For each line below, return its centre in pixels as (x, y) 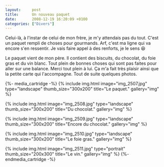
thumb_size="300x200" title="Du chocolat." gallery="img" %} (69, 109)
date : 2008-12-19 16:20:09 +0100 (46, 19)
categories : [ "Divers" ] (30, 24)
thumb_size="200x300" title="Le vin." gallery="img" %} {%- (67, 154)
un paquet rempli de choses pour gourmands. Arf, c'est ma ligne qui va (78, 43)
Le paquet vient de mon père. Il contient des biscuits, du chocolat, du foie (81, 58)
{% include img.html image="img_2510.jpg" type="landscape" (69, 134)
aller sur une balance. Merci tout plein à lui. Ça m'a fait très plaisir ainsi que (82, 69)
